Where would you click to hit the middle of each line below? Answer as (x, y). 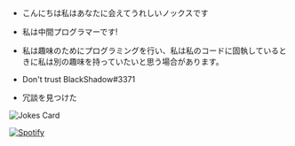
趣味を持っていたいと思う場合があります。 (146, 61)
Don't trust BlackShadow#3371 (79, 79)
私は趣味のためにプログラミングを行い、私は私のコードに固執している (151, 50)
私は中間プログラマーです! (70, 32)
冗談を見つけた (49, 97)
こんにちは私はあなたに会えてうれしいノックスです (115, 13)
